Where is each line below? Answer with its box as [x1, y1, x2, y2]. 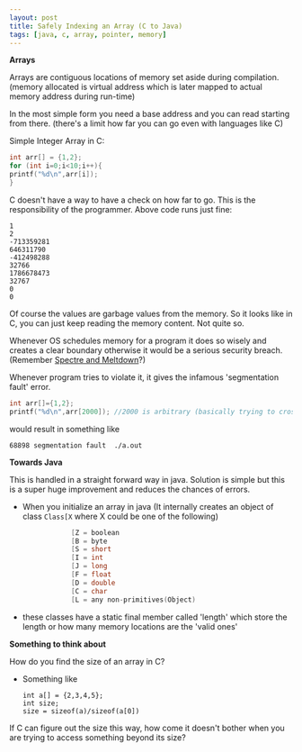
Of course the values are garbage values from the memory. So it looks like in [9, 308, 293, 319]
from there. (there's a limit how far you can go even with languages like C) [9, 118, 283, 129]
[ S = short [70, 545, 112, 554]
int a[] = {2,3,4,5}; [22, 691, 103, 700]
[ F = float [70, 570, 112, 579]
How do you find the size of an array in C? [9, 656, 165, 666]
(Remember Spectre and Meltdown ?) [9, 354, 147, 365]
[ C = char [70, 586, 108, 595]
